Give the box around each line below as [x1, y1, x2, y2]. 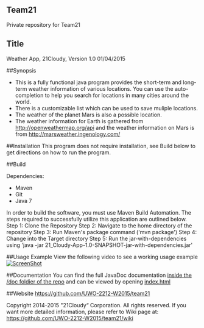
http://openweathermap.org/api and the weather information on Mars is [15, 124, 195, 131]
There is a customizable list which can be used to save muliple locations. [15, 104, 198, 112]
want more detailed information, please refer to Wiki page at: [6, 308, 159, 315]
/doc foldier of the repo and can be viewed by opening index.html [6, 277, 171, 285]
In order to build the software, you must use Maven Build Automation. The [6, 209, 192, 216]
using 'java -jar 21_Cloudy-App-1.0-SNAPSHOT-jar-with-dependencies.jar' [6, 241, 193, 249]
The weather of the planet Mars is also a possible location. [15, 111, 163, 118]
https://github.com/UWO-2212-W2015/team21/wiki [6, 314, 134, 322]
